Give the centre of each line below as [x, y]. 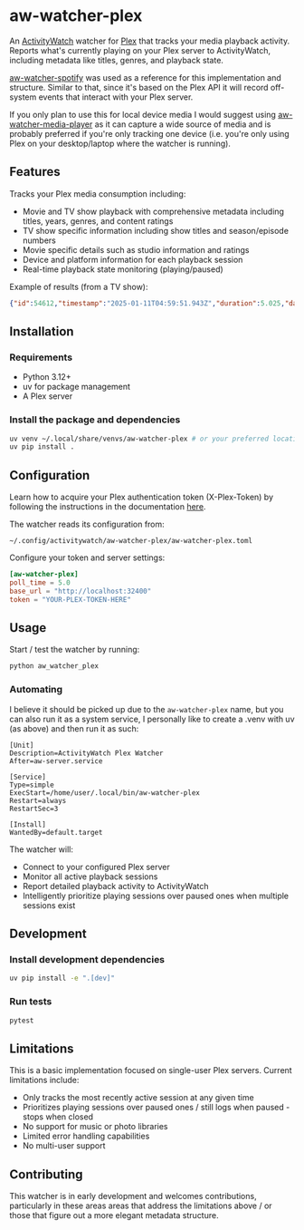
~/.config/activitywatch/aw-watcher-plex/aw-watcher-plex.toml [131, 541]
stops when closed [57, 1117]
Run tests [31, 1002]
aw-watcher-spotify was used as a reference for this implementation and [146, 77]
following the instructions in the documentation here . [108, 507]
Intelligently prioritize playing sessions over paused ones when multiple [156, 896]
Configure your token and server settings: [87, 557]
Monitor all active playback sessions [90, 876]
